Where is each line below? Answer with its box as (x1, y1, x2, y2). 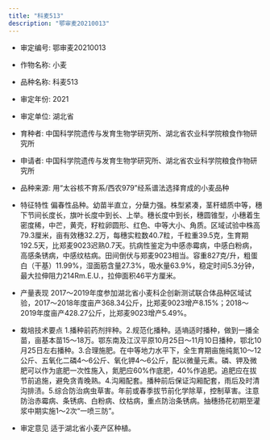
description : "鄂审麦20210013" (8, 19, 110, 27)
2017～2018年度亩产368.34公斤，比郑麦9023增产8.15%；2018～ (34, 298, 249, 308)
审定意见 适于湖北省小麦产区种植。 (19, 423, 135, 433)
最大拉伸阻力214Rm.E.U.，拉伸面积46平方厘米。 (19, 270, 181, 280)
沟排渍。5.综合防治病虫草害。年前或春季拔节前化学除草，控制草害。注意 (19, 385, 260, 396)
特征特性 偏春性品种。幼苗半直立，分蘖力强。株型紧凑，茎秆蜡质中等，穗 (19, 199, 263, 210)
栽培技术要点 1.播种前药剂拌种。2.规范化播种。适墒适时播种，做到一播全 (19, 325, 260, 335)
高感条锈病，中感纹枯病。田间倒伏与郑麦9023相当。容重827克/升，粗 (19, 250, 251, 260)
